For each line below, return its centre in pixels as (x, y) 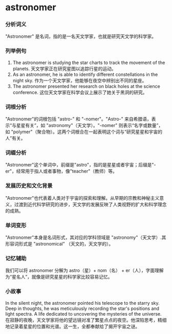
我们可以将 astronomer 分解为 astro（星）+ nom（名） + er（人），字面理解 (84, 270)
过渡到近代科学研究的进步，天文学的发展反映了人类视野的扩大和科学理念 (90, 204)
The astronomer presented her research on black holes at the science (86, 86)
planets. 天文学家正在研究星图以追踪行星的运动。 (64, 69)
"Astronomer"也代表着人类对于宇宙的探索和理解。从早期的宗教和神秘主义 (82, 198)
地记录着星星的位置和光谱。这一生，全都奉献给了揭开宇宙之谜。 (72, 326)
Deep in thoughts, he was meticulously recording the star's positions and (82, 308)
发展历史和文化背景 (29, 186)
